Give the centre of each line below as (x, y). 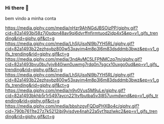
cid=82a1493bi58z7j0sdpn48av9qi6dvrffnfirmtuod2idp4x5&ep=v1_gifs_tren (82, 33)
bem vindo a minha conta (31, 19)
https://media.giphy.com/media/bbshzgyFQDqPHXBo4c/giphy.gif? (72, 106)
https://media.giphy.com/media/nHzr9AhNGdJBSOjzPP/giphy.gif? (71, 28)
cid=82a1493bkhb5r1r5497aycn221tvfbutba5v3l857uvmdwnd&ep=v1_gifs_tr (82, 96)
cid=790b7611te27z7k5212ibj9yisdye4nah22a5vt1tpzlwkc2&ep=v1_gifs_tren (81, 111)
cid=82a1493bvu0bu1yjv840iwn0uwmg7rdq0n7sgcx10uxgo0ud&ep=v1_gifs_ (82, 64)
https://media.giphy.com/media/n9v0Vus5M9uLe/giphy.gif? (65, 91)
